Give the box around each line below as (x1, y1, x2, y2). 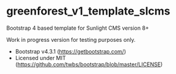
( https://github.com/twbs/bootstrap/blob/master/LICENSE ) (15, 61, 163, 68)
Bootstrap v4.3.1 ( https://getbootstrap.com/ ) (15, 47, 127, 55)
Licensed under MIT (15, 54, 66, 61)
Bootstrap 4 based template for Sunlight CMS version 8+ (6, 24, 150, 32)
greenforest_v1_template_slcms (6, 4, 170, 18)
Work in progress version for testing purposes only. (6, 36, 136, 43)
